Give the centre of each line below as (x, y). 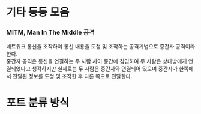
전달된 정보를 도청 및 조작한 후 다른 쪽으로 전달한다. (72, 76)
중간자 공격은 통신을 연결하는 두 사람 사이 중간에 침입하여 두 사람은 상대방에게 (97, 61)
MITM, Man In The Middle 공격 (50, 32)
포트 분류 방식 (38, 103)
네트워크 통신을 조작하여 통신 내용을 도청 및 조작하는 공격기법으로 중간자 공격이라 (101, 47)
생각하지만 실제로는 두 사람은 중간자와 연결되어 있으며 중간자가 (105, 69)
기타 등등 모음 (38, 12)
